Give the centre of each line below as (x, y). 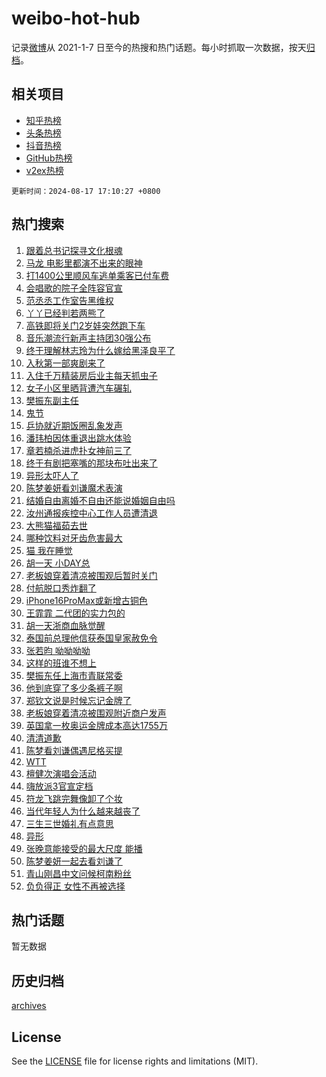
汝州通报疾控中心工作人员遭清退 (91, 513)
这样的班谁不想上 (61, 663)
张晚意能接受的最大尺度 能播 (84, 848)
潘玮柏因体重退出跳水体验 (78, 438)
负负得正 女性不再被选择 (75, 886)
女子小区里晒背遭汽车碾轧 (78, 388)
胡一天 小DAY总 (58, 563)
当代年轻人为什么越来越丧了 (83, 811)
